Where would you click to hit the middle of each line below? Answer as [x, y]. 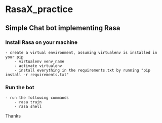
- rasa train [28, 102]
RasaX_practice [39, 9]
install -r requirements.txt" [37, 75]
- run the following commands [37, 98]
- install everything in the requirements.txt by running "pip [83, 70]
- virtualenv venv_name [39, 61]
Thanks [13, 116]
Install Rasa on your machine [41, 42]
